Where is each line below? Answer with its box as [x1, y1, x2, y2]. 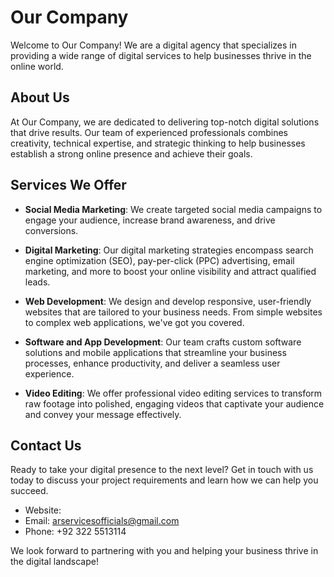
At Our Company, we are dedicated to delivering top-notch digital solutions [10, 116, 320, 128]
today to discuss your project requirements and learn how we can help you [10, 474, 319, 486]
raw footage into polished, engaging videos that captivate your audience [24, 397, 325, 410]
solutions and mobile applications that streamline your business [24, 346, 287, 358]
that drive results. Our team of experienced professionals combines [10, 126, 289, 138]
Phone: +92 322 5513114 [24, 526, 127, 538]
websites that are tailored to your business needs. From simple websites [24, 306, 323, 318]
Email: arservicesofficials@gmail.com [24, 515, 180, 527]
